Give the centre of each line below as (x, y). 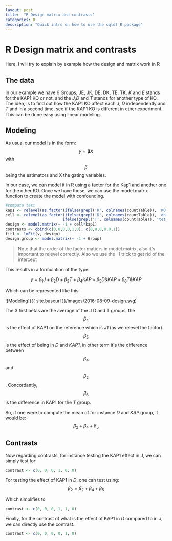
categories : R (20, 20)
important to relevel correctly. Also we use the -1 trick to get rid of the (91, 254)
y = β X (86, 151)
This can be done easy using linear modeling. (53, 114)
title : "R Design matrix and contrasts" (50, 15)
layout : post (19, 10)
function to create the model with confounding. (55, 196)
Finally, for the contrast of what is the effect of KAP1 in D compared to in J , (84, 518)
